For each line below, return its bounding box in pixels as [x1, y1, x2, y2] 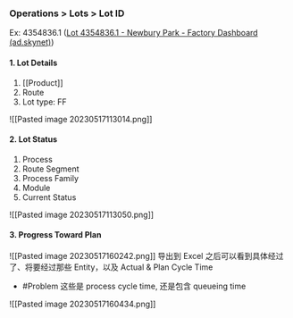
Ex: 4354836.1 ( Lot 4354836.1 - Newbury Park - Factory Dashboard [9, 28, 258, 38]
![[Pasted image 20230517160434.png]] [9, 298, 156, 309]
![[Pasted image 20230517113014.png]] [9, 113, 153, 124]
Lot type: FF [21, 96, 67, 107]
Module [21, 182, 51, 193]
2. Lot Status [9, 134, 58, 145]
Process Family [21, 172, 79, 183]
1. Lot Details [9, 57, 58, 68]
